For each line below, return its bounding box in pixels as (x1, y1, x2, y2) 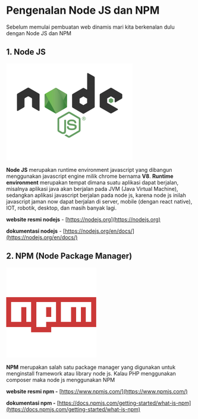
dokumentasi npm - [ (6, 399, 59, 406)
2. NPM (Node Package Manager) (6, 251, 133, 261)
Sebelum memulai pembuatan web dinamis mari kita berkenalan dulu (6, 23, 175, 30)
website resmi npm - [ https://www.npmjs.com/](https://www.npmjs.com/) (6, 387, 188, 395)
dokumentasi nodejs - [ (6, 227, 65, 235)
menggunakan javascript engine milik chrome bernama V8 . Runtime (6, 172, 174, 180)
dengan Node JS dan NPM (6, 29, 71, 36)
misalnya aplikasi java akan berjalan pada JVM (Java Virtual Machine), (6, 185, 178, 192)
